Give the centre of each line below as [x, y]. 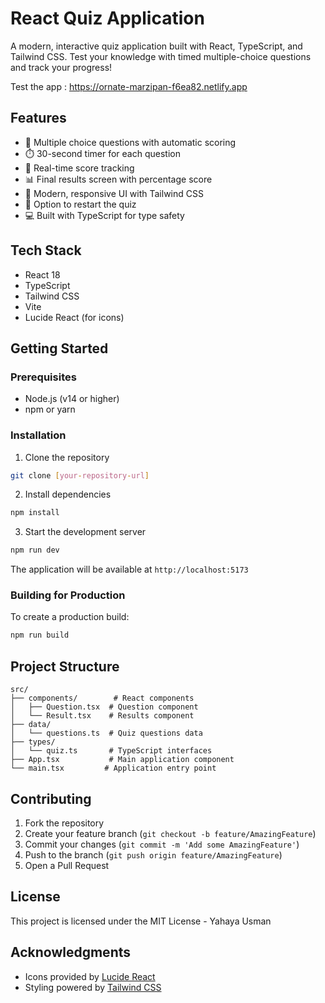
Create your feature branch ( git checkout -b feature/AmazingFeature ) [170, 833]
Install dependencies [68, 494]
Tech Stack [46, 250]
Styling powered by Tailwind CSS [93, 987]
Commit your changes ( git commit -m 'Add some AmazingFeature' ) [162, 844]
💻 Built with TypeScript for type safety [104, 215]
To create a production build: [70, 617]
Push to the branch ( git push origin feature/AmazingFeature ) [153, 854]
